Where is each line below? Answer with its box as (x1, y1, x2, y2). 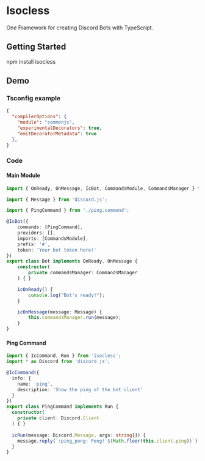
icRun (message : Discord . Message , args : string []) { (12, 432, 146, 438)
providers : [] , (17, 230, 56, 236)
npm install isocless (6, 58, 56, 65)
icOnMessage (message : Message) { (17, 309, 103, 315)
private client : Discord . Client (17, 415, 99, 421)
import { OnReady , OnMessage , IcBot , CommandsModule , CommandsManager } (6, 185, 195, 192)
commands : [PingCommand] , (17, 224, 84, 230)
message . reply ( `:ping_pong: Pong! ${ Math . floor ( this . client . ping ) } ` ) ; (17, 438, 201, 444)
